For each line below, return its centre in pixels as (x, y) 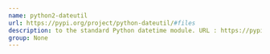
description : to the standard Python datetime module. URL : (113, 30)
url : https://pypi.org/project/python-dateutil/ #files (102, 23)
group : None (28, 38)
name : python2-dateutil (48, 15)
